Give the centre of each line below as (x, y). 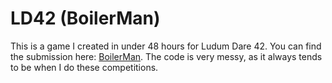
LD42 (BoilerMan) (85, 18)
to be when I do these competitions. (84, 67)
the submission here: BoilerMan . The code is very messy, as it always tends (166, 56)
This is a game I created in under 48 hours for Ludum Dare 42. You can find (166, 46)
